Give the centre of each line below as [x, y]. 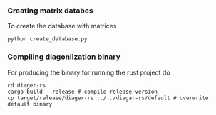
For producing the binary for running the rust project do [89, 72]
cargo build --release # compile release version [83, 92]
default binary [30, 104]
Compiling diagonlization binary [64, 57]
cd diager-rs [27, 85]
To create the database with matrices [62, 26]
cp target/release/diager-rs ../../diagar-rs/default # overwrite [108, 98]
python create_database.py [47, 39]
